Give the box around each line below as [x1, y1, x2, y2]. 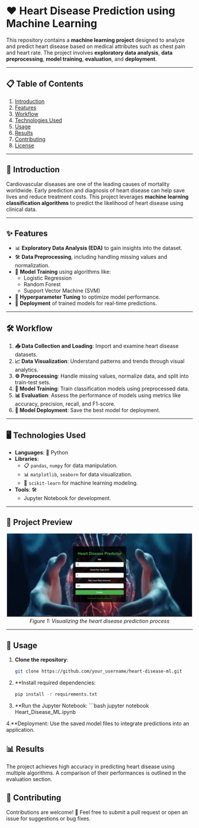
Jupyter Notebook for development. [23, 495, 111, 501]
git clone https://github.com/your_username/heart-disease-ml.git [14, 668, 182, 675]
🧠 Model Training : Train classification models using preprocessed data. [14, 385, 190, 393]
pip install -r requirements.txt [14, 691, 98, 697]
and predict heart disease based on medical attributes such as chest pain [6, 43, 185, 50]
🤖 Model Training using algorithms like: [14, 268, 111, 276]
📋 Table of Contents [6, 79, 84, 89]
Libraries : [14, 456, 39, 462]
